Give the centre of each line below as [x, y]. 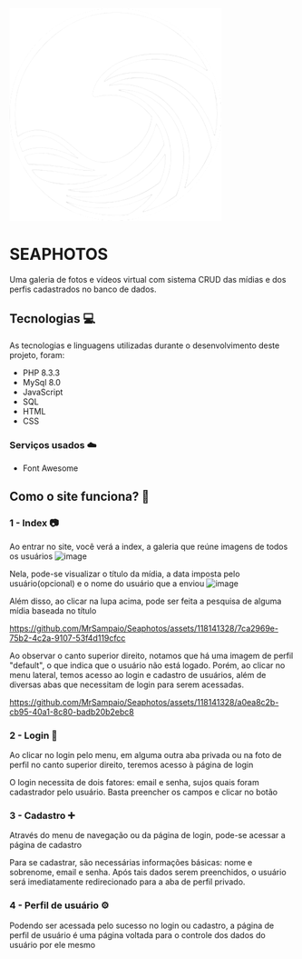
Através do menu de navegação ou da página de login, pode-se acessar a [147, 835]
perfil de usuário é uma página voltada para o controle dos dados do [137, 934]
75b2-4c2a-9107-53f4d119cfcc [68, 638]
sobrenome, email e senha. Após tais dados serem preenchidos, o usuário [148, 873]
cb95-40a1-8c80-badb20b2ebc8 [72, 712]
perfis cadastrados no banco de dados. [83, 289]
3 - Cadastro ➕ [42, 815]
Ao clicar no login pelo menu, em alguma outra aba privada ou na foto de [146, 755]
